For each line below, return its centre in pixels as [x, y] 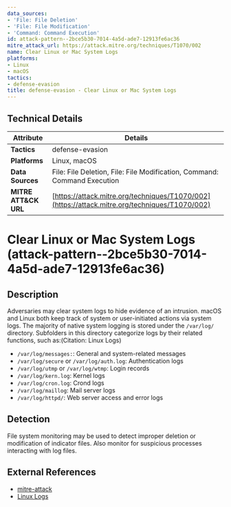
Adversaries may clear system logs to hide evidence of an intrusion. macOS [114, 310]
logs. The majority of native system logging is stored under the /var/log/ [111, 326]
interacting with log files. [42, 450]
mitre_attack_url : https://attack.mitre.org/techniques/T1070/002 [104, 46]
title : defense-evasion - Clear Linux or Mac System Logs [92, 90]
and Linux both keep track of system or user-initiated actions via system [109, 318]
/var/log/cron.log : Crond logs [60, 383]
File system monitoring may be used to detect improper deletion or [101, 436]
